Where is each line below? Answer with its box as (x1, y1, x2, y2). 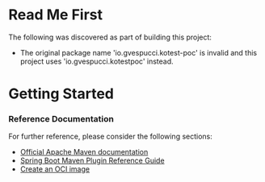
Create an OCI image (19, 164, 90, 174)
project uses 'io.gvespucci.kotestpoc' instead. (19, 56, 174, 66)
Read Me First (8, 6, 103, 24)
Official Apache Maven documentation (19, 147, 149, 157)
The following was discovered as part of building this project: (8, 32, 212, 42)
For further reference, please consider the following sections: (8, 131, 212, 142)
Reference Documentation (8, 114, 115, 125)
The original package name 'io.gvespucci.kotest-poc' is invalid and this (19, 48, 257, 57)
